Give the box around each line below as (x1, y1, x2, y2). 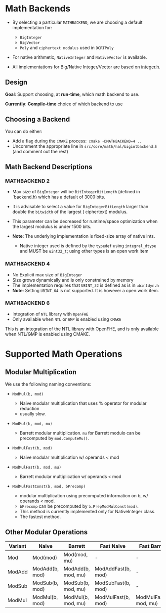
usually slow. (19, 411, 46, 417)
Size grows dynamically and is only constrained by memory (12, 277, 134, 283)
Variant (9, 542, 27, 549)
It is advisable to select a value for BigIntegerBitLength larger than (12, 204, 149, 210)
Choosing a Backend (5, 115, 70, 124)
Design (5, 78, 28, 87)
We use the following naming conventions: (5, 381, 91, 387)
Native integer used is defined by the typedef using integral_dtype (19, 243, 157, 249)
